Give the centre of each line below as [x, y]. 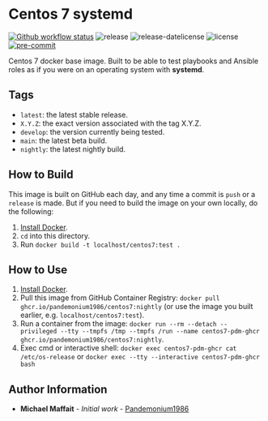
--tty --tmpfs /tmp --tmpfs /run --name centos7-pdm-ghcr [160, 332]
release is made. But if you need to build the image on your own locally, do [133, 203]
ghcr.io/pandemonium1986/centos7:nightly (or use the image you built [136, 307]
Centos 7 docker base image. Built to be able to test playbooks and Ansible [134, 61]
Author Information [58, 389]
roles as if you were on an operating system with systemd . [106, 69]
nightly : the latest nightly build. [73, 149]
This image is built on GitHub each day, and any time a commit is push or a [132, 194]
